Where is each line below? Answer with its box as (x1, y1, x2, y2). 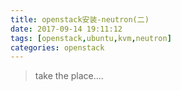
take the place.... (34, 70, 104, 82)
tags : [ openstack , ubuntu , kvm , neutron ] (10, 33, 172, 43)
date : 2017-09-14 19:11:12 (10, 24, 123, 34)
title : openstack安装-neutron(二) (10, 14, 150, 25)
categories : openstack (10, 42, 105, 53)
